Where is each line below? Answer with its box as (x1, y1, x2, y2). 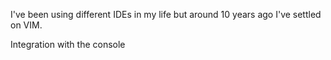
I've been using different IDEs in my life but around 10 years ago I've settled (10, 9, 322, 20)
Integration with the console (10, 39, 126, 50)
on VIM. (10, 19, 43, 31)
